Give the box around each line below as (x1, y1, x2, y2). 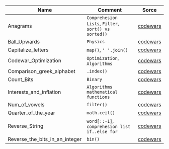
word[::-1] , (86, 118, 114, 124)
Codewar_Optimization (8, 57, 61, 64)
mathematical (86, 89, 118, 95)
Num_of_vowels (8, 101, 45, 108)
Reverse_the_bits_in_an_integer (8, 136, 82, 142)
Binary (86, 77, 102, 82)
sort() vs (86, 26, 110, 32)
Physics (86, 39, 105, 44)
